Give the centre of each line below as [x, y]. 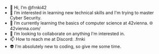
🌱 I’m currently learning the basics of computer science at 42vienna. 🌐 [81, 23]
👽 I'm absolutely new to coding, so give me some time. [66, 46]
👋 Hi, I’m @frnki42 [28, 8]
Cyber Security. [26, 18]
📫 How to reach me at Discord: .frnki [47, 39]
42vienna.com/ [25, 28]
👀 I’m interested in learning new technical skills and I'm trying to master [82, 13]
